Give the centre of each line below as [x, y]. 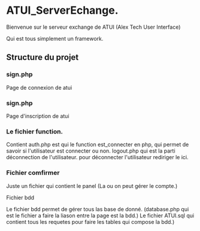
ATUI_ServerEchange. [62, 10]
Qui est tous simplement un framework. [55, 38]
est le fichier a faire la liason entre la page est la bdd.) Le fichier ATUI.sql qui [100, 215]
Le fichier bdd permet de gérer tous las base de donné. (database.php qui [98, 209]
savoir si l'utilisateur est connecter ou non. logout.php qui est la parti [91, 151]
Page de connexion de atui [39, 87]
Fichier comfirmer [33, 173]
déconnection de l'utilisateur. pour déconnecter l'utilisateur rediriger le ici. [97, 157]
